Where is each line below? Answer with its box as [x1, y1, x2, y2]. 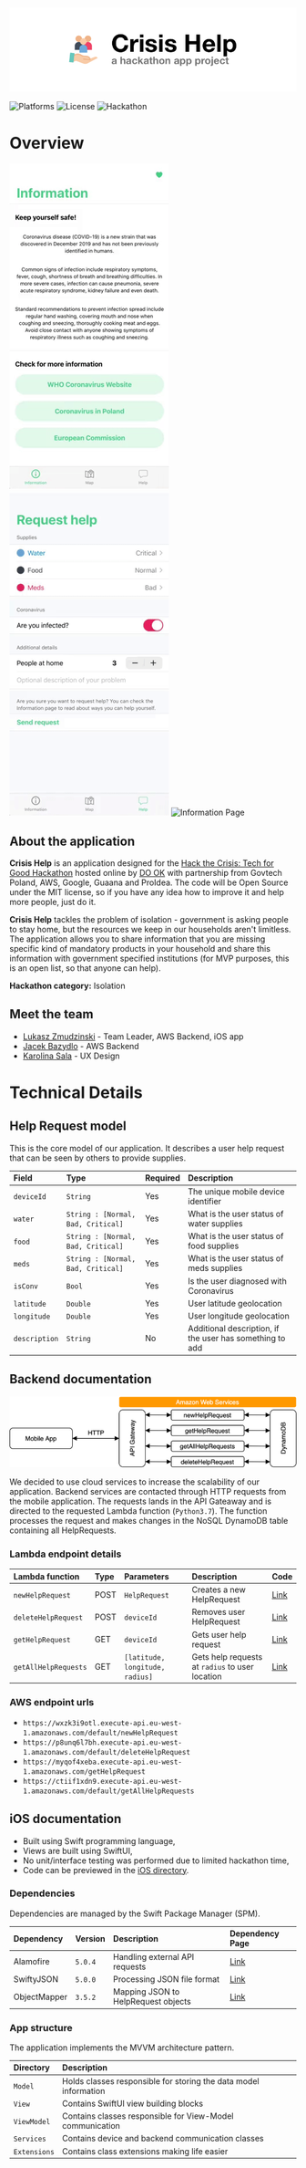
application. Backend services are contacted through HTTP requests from [9, 1486, 287, 1497]
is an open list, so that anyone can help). [9, 962, 161, 974]
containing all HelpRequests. [9, 1525, 117, 1536]
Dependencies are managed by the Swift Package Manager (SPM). [9, 1908, 261, 1919]
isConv [13, 1282, 38, 1291]
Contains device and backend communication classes [62, 2133, 264, 2144]
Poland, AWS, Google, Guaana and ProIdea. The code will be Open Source [9, 877, 289, 888]
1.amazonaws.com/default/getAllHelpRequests [22, 1787, 195, 1796]
